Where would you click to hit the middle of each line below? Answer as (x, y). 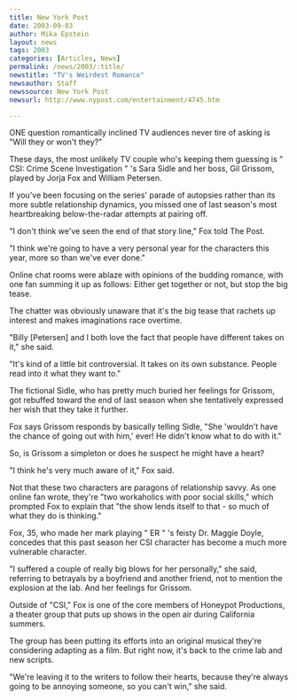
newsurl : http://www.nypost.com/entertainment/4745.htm (114, 100)
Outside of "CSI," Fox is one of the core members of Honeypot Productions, (147, 605)
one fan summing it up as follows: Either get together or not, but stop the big (148, 284)
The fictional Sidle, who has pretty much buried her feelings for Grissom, (142, 391)
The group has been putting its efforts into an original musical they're (136, 641)
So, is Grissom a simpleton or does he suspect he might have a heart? (137, 454)
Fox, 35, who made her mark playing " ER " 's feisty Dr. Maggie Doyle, (137, 533)
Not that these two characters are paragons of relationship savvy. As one (143, 487)
